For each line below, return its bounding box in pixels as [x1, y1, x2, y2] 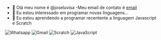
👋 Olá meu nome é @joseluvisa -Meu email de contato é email [12, 5, 137, 10]
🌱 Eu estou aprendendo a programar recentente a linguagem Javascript [12, 15, 157, 20]
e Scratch [12, 20, 32, 26]
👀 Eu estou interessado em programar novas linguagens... [12, 10, 129, 16]
